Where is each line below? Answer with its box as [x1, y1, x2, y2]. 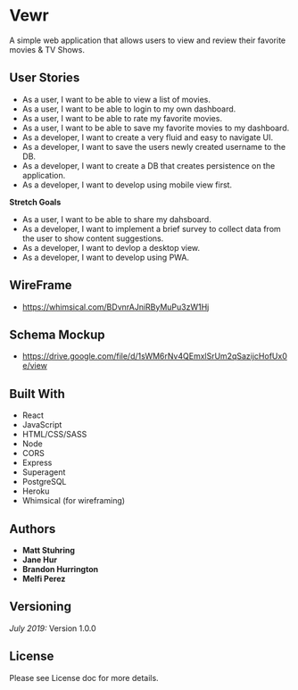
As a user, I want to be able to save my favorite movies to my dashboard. [21, 122, 290, 133]
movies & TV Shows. [9, 44, 86, 54]
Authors [9, 521, 56, 536]
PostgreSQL [21, 477, 67, 487]
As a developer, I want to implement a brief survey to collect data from [21, 223, 281, 234]
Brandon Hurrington [21, 564, 99, 574]
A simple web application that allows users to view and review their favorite [9, 35, 286, 46]
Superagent [21, 467, 66, 478]
